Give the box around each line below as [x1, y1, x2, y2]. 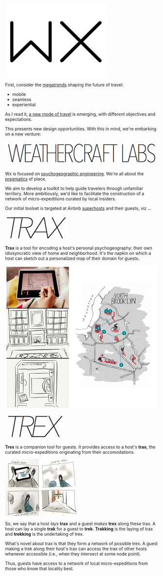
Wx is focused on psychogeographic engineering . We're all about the [5, 171, 144, 177]
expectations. [5, 116, 33, 122]
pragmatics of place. [5, 176, 47, 182]
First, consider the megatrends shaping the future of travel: [5, 82, 124, 88]
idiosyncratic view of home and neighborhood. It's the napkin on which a [5, 250, 151, 256]
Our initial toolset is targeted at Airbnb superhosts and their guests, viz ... [5, 205, 152, 211]
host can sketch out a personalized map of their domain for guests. [5, 256, 140, 262]
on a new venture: [5, 131, 41, 137]
